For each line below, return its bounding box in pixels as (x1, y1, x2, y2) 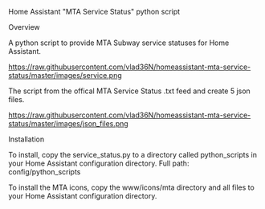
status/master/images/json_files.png (8, 119, 128, 128)
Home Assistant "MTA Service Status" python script (8, 7, 181, 16)
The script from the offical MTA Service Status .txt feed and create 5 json (8, 86, 251, 96)
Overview (8, 23, 40, 31)
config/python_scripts (8, 167, 81, 176)
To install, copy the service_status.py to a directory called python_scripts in (8, 150, 257, 159)
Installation (8, 134, 45, 144)
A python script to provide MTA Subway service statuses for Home (8, 38, 230, 47)
